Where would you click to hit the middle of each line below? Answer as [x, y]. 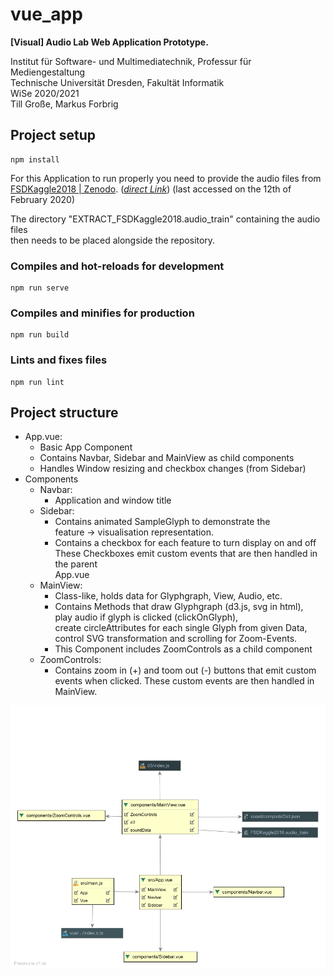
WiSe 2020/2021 [45, 93]
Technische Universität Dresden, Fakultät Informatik [117, 82]
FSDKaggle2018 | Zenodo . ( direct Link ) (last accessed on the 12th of [151, 189]
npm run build [40, 335]
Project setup [53, 135]
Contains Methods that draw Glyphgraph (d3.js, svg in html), [179, 607]
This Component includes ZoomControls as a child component [183, 649]
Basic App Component [86, 447]
